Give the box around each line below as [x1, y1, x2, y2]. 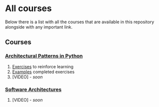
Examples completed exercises [12, 69, 75, 75]
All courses [5, 3, 52, 14]
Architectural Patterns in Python [5, 53, 83, 60]
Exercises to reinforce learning [12, 63, 74, 69]
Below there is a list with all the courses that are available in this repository [5, 19, 155, 25]
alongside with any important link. [5, 24, 73, 30]
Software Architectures [5, 86, 62, 92]
